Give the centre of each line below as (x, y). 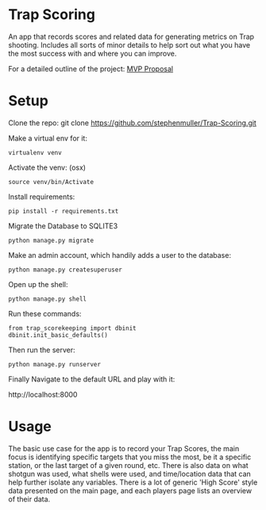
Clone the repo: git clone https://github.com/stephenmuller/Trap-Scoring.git (132, 123)
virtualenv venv (35, 152)
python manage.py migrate (51, 240)
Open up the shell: (39, 284)
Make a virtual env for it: (48, 138)
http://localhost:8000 (43, 394)
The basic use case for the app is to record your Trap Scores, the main (124, 448)
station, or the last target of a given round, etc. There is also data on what (128, 465)
